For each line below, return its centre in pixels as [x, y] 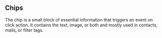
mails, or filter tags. [24, 30]
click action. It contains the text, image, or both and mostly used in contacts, [81, 25]
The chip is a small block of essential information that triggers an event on [79, 19]
